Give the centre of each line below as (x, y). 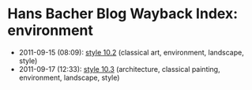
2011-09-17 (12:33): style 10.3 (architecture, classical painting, (119, 69)
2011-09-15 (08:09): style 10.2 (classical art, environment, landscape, (131, 52)
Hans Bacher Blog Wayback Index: (123, 14)
